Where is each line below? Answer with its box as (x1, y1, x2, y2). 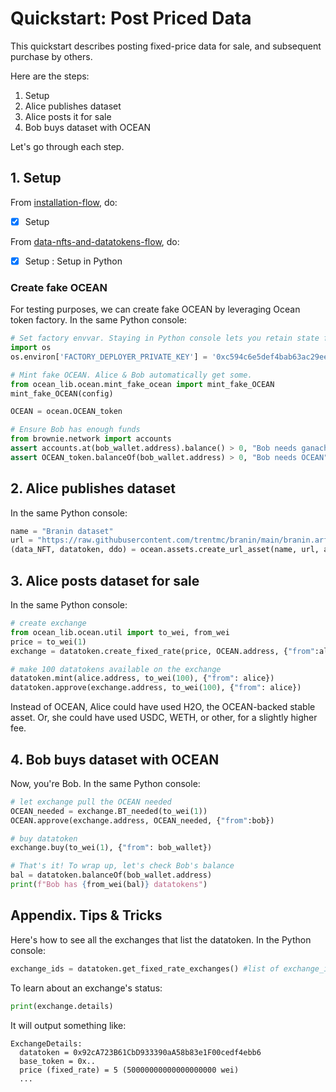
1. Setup (10, 170, 62, 187)
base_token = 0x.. (19, 1056, 97, 1066)
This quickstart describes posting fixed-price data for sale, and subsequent (10, 40, 322, 52)
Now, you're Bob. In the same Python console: (10, 777, 201, 789)
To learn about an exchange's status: (10, 982, 163, 994)
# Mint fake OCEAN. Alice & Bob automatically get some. (10, 370, 253, 380)
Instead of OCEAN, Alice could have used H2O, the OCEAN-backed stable (10, 701, 316, 713)
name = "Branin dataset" (10, 526, 114, 536)
